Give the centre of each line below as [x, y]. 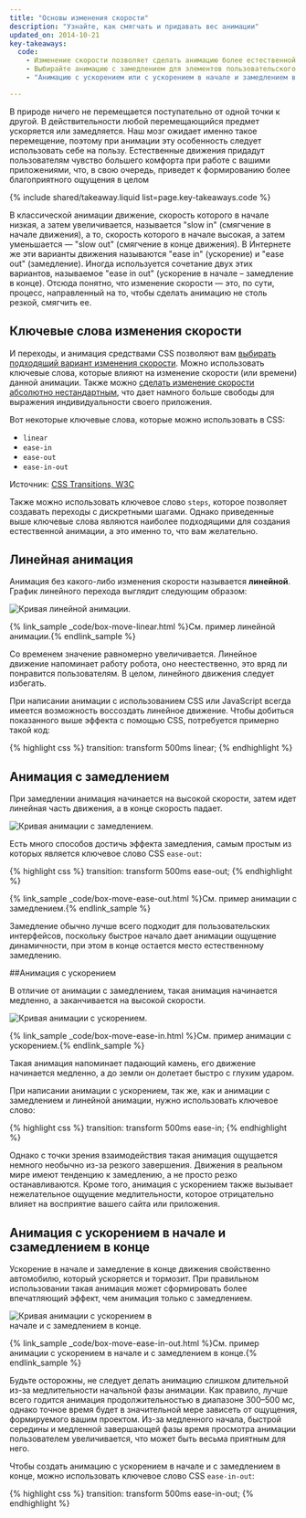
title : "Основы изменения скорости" [79, 18]
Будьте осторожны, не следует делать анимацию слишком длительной [149, 1380]
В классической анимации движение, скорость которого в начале [139, 215]
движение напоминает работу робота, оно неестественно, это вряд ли [148, 664]
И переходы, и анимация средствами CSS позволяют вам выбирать [143, 353]
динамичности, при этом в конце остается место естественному [137, 946]
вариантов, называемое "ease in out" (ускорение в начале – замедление [152, 273]
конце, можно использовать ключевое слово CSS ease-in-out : [132, 1476]
